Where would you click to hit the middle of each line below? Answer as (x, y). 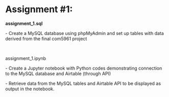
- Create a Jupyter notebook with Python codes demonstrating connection (84, 68)
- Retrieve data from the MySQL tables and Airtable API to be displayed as (83, 83)
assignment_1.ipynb (26, 58)
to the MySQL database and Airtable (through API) (58, 73)
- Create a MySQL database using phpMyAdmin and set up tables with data (85, 33)
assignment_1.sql (24, 23)
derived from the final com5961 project (46, 39)
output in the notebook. (30, 89)
